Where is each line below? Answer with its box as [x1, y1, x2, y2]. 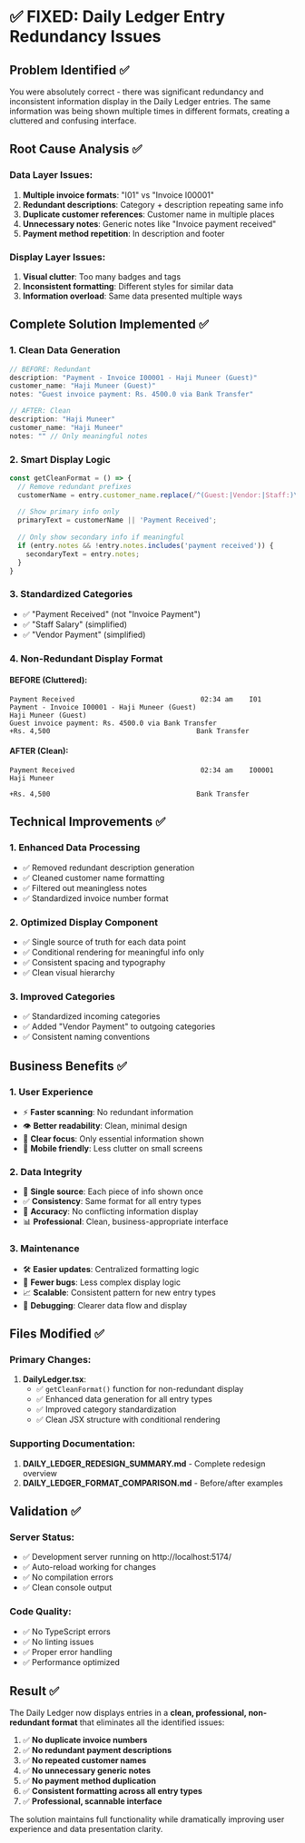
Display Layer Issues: [9, 250, 106, 263]
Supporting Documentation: [9, 1437, 136, 1450]
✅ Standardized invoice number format [22, 892, 170, 904]
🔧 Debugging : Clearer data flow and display [22, 1299, 188, 1310]
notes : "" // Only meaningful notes [9, 431, 148, 441]
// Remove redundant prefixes [17, 482, 132, 491]
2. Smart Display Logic [9, 453, 111, 466]
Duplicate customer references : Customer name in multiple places [22, 209, 275, 220]
